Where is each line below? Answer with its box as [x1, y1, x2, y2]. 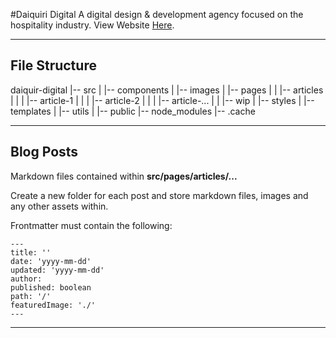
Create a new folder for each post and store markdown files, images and [10, 189, 309, 201]
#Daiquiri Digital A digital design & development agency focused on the [10, 9, 304, 20]
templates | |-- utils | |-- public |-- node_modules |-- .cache [10, 105, 256, 117]
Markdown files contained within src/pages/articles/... [10, 170, 238, 182]
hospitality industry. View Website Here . [10, 19, 175, 31]
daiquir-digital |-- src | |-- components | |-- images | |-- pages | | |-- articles [10, 84, 324, 96]
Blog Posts [10, 144, 79, 161]
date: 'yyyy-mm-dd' [10, 256, 92, 266]
